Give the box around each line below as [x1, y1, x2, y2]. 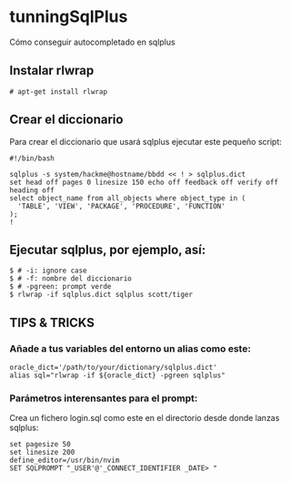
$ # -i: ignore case [9, 266, 88, 275]
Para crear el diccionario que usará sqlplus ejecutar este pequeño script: [9, 136, 282, 147]
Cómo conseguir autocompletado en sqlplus [9, 36, 176, 47]
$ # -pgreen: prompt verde [9, 282, 112, 292]
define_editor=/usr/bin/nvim [9, 456, 120, 466]
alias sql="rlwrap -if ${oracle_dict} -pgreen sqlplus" [9, 371, 226, 380]
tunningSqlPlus [9, 6, 128, 27]
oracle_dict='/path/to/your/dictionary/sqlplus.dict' [9, 363, 218, 373]
